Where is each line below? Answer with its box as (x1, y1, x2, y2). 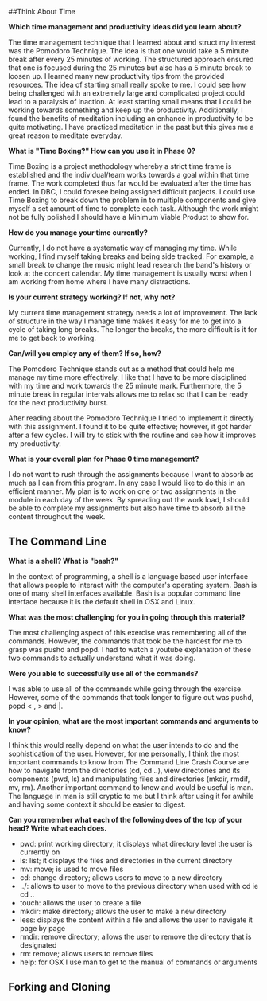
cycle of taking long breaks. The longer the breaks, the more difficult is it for (8, 325, 257, 334)
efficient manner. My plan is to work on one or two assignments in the (8, 487, 237, 496)
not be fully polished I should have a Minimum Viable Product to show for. (8, 213, 250, 221)
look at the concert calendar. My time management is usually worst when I (8, 268, 252, 278)
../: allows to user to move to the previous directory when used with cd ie (19, 881, 259, 890)
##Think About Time (8, 7, 75, 16)
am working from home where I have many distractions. (8, 277, 191, 286)
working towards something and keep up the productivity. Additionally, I (8, 105, 244, 115)
